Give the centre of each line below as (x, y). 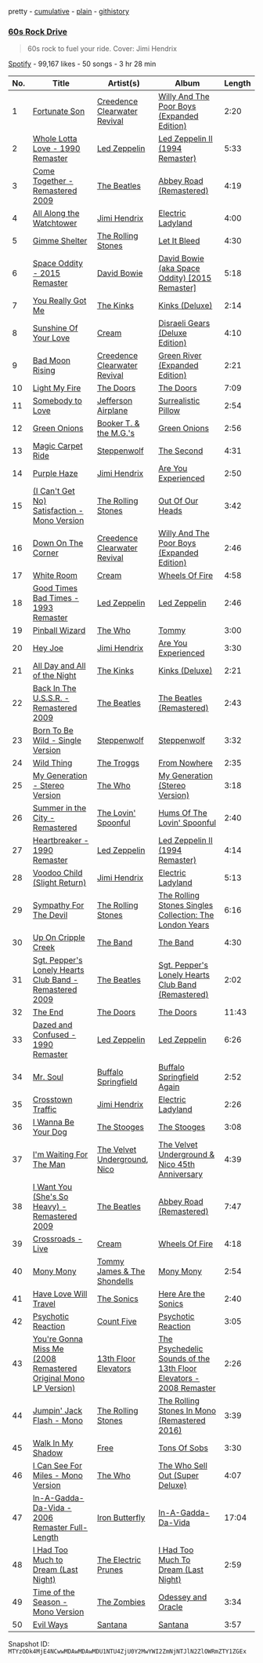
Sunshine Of (55, 328)
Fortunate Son (59, 111)
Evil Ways (50, 1625)
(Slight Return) (59, 883)
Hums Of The (182, 813)
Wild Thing (52, 763)
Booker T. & (118, 423)
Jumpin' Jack (58, 1411)
